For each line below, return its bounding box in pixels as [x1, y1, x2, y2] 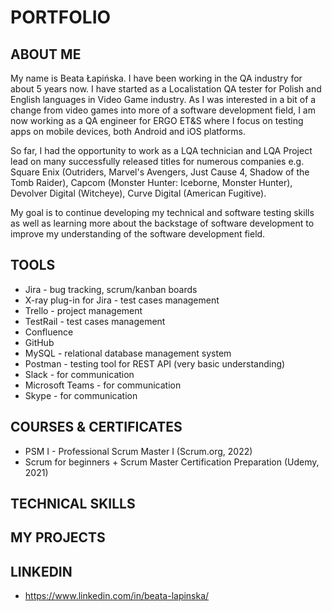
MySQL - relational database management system [24, 347, 232, 359]
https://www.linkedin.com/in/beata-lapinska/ [24, 590, 210, 602]
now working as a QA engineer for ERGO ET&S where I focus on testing [10, 115, 304, 126]
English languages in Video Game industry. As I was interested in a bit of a [10, 94, 317, 105]
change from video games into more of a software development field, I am [10, 104, 316, 116]
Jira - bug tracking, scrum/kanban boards [24, 283, 198, 295]
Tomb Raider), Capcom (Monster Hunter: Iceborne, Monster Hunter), [10, 177, 293, 188]
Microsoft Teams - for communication [24, 379, 182, 391]
